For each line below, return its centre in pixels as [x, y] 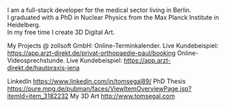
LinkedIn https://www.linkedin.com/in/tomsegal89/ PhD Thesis [96, 81]
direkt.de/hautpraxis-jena [43, 68]
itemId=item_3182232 [38, 96]
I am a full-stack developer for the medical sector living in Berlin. [99, 10]
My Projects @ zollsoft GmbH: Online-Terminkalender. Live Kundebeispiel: [113, 46]
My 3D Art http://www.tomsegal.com [123, 96]
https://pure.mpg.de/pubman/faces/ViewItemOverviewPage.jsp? [99, 89]
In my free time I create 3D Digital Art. [61, 32]
